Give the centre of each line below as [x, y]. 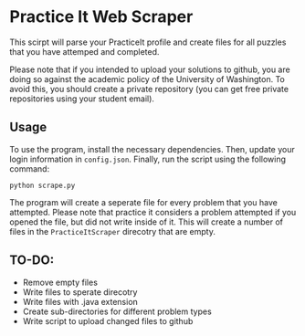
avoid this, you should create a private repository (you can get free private [149, 89]
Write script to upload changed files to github [108, 320]
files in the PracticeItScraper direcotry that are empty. [113, 231]
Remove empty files [60, 282]
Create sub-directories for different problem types [117, 311]
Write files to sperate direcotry [80, 292]
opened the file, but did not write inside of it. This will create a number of [146, 222]
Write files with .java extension [80, 301]
